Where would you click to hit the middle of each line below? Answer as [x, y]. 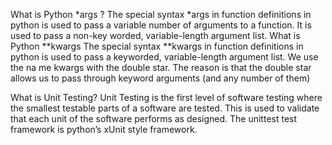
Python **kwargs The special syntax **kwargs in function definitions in [157, 46]
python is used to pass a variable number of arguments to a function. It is [161, 25]
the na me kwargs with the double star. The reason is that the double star [161, 67]
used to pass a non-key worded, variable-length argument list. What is [155, 35]
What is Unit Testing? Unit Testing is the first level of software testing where [166, 97]
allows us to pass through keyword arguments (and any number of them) [160, 78]
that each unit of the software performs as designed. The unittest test [154, 118]
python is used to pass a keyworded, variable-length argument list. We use [164, 57]
